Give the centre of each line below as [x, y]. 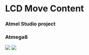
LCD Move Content [44, 9]
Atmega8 [17, 37]
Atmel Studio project [30, 24]
